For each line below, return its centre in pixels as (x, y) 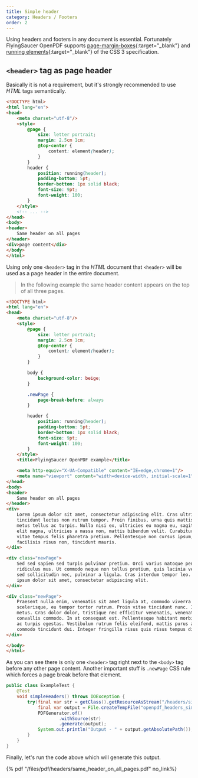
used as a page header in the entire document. (63, 273)
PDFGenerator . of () (60, 713)
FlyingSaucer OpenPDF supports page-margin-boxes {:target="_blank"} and (98, 45)
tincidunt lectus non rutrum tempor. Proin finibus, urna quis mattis (105, 520)
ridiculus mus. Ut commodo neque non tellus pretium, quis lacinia (101, 569)
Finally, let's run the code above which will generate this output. (83, 757)
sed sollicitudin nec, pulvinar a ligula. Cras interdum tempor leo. (104, 574)
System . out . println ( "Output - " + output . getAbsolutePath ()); (115, 730)
